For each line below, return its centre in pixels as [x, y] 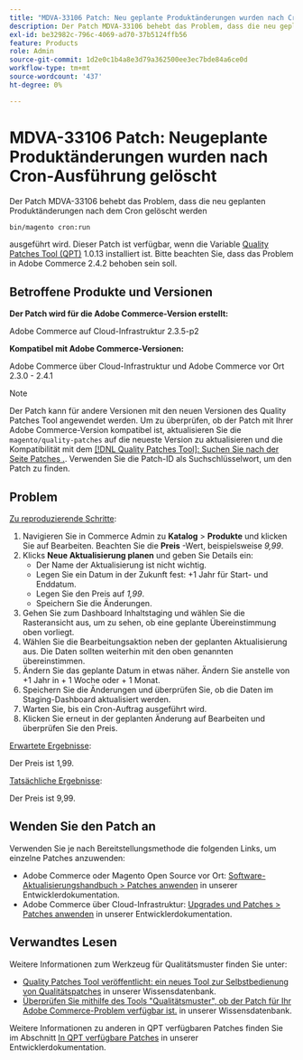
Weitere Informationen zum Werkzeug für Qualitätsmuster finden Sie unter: [148, 964]
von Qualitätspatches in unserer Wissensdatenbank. [119, 991]
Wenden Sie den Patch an [83, 826]
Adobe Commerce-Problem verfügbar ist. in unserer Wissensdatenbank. [157, 1010]
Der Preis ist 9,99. [42, 798]
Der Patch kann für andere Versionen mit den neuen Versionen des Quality [148, 411]
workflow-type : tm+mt [50, 69]
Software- [247, 875]
